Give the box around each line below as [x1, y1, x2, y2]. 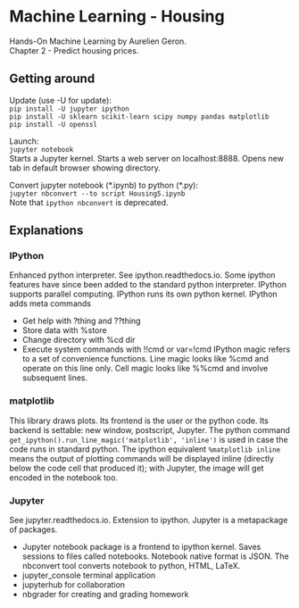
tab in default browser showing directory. [9, 162, 161, 173]
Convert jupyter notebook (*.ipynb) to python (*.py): [9, 179, 199, 190]
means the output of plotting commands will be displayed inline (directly [9, 453, 275, 463]
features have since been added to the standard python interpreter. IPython [9, 279, 287, 290]
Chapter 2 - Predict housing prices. [9, 45, 139, 55]
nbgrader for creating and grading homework [21, 589, 189, 600]
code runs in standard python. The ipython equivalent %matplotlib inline [9, 444, 281, 454]
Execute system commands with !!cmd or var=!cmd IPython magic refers [21, 344, 291, 354]
